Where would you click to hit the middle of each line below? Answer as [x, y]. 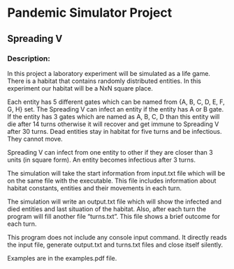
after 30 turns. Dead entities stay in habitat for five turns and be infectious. [115, 131]
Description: [29, 59]
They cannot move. [35, 139]
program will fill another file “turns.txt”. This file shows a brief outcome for [114, 216]
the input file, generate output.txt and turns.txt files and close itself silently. [115, 245]
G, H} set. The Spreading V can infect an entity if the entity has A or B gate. [116, 109]
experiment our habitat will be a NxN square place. [80, 88]
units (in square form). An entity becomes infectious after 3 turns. [102, 160]
